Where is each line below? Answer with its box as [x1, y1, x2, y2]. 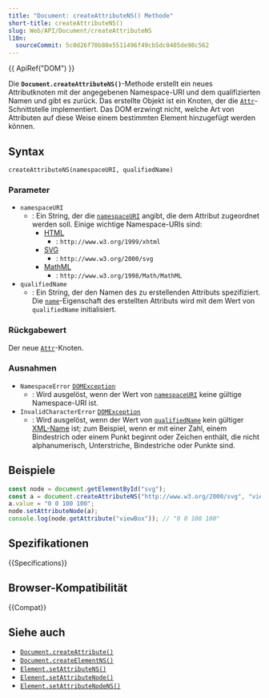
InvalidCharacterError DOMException [19, 407, 141, 416]
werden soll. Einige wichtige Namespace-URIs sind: [31, 219, 203, 229]
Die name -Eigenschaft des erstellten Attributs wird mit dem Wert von [31, 296, 255, 306]
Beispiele [8, 463, 56, 477]
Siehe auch [8, 626, 66, 640]
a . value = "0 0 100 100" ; [8, 499, 94, 508]
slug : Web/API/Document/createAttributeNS [8, 26, 152, 34]
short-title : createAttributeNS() [8, 19, 124, 27]
